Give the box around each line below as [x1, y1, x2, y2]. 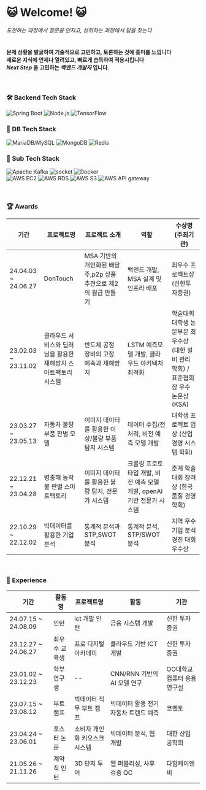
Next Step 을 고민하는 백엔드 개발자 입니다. [6, 64, 110, 71]
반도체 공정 [84, 340, 115, 349]
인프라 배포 [128, 284, 158, 293]
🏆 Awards [6, 202, 39, 210]
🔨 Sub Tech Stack [6, 154, 60, 163]
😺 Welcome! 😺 [6, 6, 87, 20]
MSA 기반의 [84, 251, 117, 260]
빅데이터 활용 [110, 699, 146, 708]
